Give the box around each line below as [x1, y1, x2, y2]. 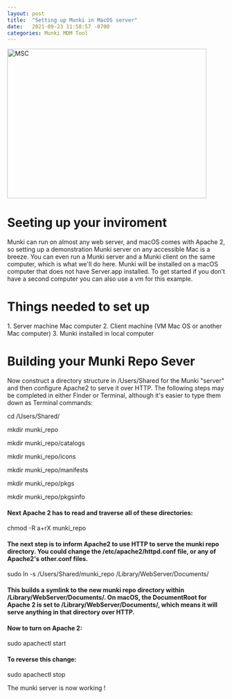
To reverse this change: [7, 655, 77, 663]
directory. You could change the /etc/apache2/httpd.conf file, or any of [7, 547, 217, 555]
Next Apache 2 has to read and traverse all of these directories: [7, 508, 193, 517]
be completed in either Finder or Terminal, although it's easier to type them [7, 391, 222, 399]
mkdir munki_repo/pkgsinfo [7, 493, 85, 501]
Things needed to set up [7, 299, 150, 315]
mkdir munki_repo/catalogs [7, 439, 85, 447]
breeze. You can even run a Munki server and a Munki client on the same [7, 252, 215, 261]
